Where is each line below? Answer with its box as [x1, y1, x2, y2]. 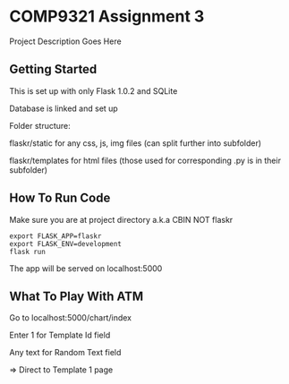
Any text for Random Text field [9, 347, 122, 358]
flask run [9, 247, 47, 256]
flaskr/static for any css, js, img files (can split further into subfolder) [9, 137, 262, 149]
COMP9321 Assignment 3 [9, 6, 205, 27]
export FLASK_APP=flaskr [9, 231, 102, 241]
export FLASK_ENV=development [9, 239, 123, 248]
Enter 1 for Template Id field [9, 329, 111, 341]
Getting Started [9, 62, 98, 77]
